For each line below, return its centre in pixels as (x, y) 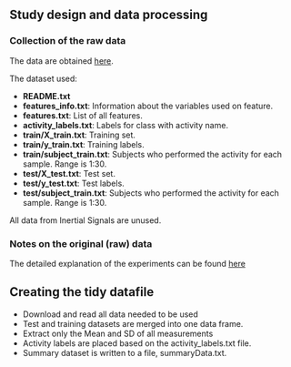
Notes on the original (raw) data (81, 243)
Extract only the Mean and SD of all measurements (118, 333)
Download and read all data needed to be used (110, 314)
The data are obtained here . (61, 61)
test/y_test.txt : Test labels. (73, 183)
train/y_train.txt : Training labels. (84, 144)
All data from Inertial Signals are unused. (85, 220)
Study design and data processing (109, 15)
